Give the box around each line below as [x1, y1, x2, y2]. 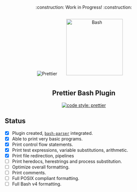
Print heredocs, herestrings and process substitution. [12, 158, 122, 164]
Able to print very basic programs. [12, 135, 83, 142]
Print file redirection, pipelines [12, 152, 74, 158]
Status [5, 117, 26, 125]
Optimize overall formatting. [12, 164, 70, 170]
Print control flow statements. [12, 141, 73, 147]
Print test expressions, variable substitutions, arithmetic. [12, 147, 128, 153]
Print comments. [12, 170, 46, 176]
